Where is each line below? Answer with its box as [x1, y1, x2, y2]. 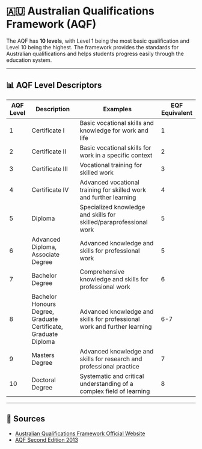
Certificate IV [31, 185, 69, 194]
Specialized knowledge [79, 203, 145, 211]
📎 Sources [6, 414, 46, 424]
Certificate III [31, 164, 68, 173]
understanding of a [79, 379, 133, 388]
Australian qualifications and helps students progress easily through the [6, 50, 185, 57]
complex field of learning [79, 386, 150, 395]
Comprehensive [79, 267, 125, 276]
